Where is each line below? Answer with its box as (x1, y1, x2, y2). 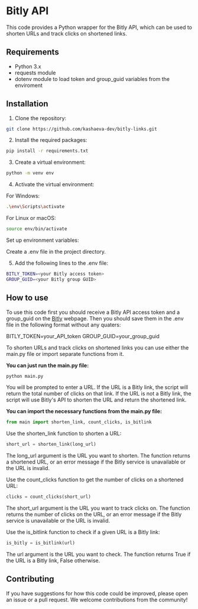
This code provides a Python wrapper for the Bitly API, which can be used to (6, 24, 192, 31)
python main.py (6, 373, 44, 379)
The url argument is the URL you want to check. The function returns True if (6, 550, 191, 558)
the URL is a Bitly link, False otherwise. (6, 557, 100, 564)
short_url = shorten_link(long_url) (6, 442, 96, 448)
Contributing (6, 574, 54, 584)
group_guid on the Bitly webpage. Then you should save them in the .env (6, 315, 184, 322)
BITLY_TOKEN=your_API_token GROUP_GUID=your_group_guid (6, 332, 160, 339)
